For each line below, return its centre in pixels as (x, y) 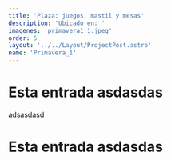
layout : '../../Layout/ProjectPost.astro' (80, 46)
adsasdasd (26, 114)
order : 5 (23, 38)
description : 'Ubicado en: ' (57, 23)
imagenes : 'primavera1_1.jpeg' (60, 30)
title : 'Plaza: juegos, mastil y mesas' (77, 16)
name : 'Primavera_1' (43, 53)
